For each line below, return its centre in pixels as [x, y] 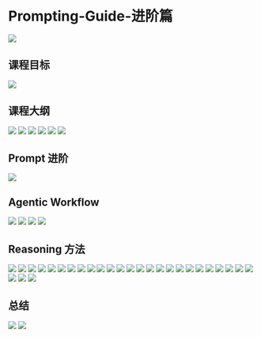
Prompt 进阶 [38, 158]
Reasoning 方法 [47, 249]
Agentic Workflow [54, 202]
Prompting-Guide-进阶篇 [91, 16]
